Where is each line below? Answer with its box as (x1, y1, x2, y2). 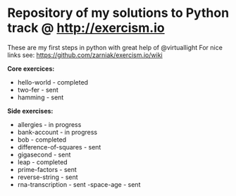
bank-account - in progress (17, 128, 97, 136)
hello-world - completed (17, 78, 89, 86)
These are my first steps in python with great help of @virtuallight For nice (7, 43, 223, 51)
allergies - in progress (17, 120, 82, 128)
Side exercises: (7, 106, 54, 115)
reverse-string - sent (17, 173, 79, 181)
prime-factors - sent (17, 165, 77, 173)
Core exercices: (7, 64, 55, 73)
